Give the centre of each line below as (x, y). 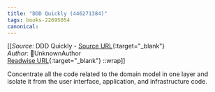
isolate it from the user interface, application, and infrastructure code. (107, 82)
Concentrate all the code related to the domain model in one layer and (107, 74)
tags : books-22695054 (39, 20)
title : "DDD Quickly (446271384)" (58, 13)
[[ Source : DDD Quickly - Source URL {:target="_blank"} (86, 46)
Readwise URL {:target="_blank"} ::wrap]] (66, 61)
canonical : (23, 26)
